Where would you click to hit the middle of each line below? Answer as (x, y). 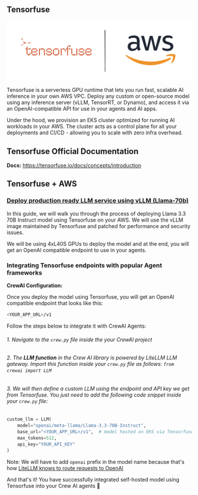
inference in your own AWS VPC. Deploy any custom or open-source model (98, 96)
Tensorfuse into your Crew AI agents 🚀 (53, 486)
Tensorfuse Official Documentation (73, 151)
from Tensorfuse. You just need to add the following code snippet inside (94, 395)
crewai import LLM (29, 371)
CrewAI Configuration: (35, 286)
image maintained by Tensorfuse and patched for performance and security (98, 226)
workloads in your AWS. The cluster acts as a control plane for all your (92, 127)
